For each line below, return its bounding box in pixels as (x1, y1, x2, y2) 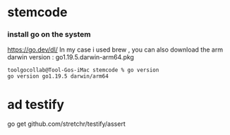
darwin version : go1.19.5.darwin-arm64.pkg (7, 53, 134, 61)
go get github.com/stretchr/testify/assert (7, 119, 126, 128)
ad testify (7, 96, 65, 112)
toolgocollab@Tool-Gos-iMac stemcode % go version (7, 66, 159, 74)
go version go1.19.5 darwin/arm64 (7, 73, 109, 80)
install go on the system (7, 30, 91, 40)
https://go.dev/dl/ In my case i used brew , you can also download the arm (7, 45, 224, 54)
